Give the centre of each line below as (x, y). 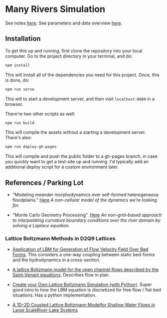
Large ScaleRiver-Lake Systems (45, 310)
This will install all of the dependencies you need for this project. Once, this (82, 75)
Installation (23, 39)
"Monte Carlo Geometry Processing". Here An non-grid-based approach (87, 215)
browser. (14, 104)
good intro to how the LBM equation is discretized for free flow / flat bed (86, 290)
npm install (17, 65)
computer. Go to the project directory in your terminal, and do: (69, 56)
